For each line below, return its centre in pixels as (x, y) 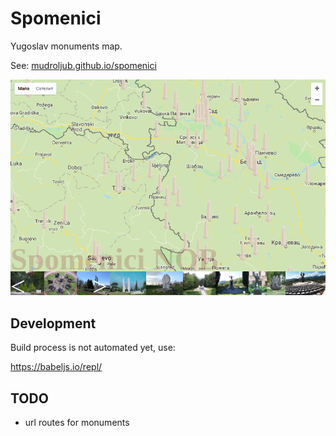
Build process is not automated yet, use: (93, 348)
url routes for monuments (77, 422)
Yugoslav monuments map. (66, 46)
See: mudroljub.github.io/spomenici (83, 65)
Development (53, 323)
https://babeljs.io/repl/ (56, 367)
